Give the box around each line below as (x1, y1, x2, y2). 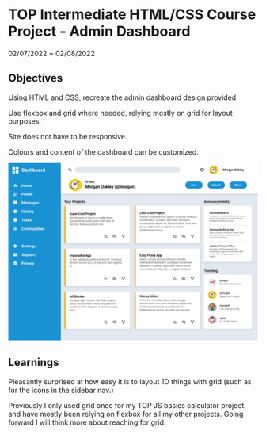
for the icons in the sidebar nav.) (8, 385, 114, 395)
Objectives (8, 71, 63, 85)
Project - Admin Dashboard (8, 22, 191, 40)
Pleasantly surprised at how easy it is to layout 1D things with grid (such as (8, 376, 252, 386)
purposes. (8, 116, 42, 126)
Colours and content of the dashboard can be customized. (8, 147, 199, 156)
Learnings (8, 356, 59, 369)
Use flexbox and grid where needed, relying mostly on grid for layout (8, 108, 234, 117)
